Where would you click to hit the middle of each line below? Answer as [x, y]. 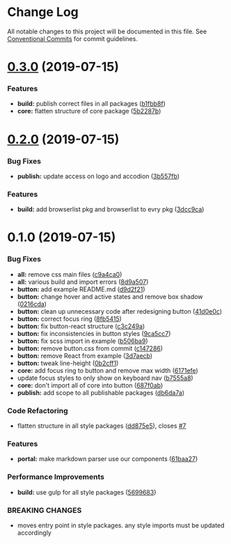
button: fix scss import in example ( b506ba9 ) [82, 341]
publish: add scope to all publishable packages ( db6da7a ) [101, 392]
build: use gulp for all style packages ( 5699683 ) [87, 492]
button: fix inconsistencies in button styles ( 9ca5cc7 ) [94, 333]
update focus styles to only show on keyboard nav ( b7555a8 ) [105, 378]
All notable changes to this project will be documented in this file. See [107, 31]
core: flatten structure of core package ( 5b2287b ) [89, 111]
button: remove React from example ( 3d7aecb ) [85, 355]
